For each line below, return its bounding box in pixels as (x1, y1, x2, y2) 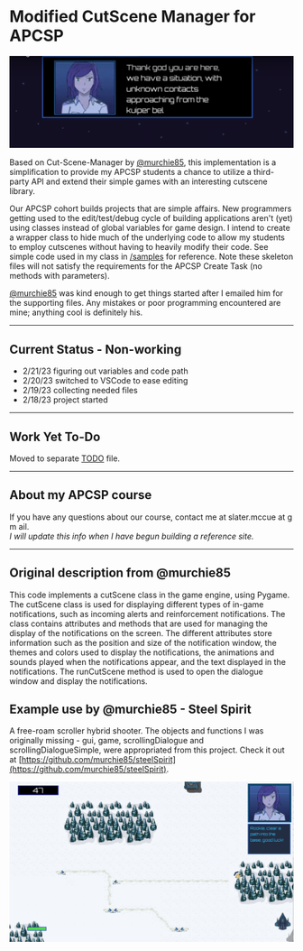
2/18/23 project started (22, 394, 108, 405)
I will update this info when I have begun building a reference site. (9, 531, 254, 541)
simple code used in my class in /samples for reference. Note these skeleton (9, 251, 294, 263)
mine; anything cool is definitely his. (9, 307, 143, 318)
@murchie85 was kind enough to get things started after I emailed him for (9, 288, 284, 299)
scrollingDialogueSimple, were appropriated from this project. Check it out (9, 744, 285, 755)
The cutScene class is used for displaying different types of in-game (9, 598, 264, 610)
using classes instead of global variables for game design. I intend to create (9, 223, 290, 234)
